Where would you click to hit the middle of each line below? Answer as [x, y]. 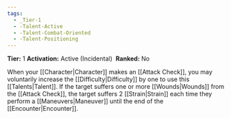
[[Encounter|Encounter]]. [43, 109]
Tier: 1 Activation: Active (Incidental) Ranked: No [79, 58]
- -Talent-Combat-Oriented [52, 33]
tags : [15, 13]
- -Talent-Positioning [46, 39]
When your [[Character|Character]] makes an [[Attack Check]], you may [110, 72]
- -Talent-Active [38, 26]
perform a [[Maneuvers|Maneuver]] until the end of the [86, 101]
